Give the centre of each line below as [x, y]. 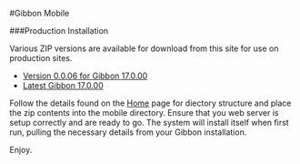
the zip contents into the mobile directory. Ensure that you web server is [144, 113]
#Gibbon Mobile [40, 13]
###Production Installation [59, 31]
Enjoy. [21, 150]
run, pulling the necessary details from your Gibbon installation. [128, 132]
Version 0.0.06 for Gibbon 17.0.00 [85, 76]
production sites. [41, 58]
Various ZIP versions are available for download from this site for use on [144, 48]
